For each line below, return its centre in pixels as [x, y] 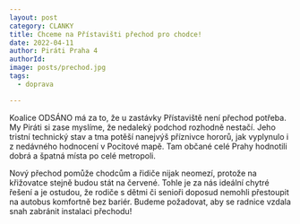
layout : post [34, 17]
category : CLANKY [42, 26]
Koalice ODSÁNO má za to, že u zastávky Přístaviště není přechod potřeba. [148, 117]
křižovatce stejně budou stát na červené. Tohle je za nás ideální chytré [140, 182]
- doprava [35, 84]
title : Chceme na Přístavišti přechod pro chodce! [106, 34]
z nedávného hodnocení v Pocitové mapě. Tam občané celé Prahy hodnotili [149, 146]
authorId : [28, 59]
